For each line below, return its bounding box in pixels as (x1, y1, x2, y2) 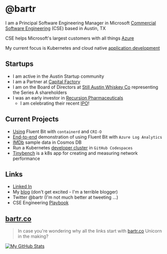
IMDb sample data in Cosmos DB (12, 139, 82, 145)
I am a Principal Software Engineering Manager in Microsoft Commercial (5, 20, 156, 26)
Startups (5, 59, 34, 69)
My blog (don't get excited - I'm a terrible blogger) (12, 189, 118, 195)
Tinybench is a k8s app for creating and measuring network (12, 150, 138, 156)
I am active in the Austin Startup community (12, 73, 105, 79)
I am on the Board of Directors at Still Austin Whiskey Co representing (12, 84, 158, 90)
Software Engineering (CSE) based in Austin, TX (5, 25, 106, 31)
